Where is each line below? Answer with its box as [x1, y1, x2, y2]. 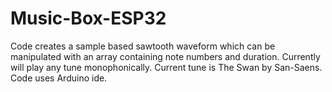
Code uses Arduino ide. [10, 72, 108, 84]
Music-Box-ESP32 [10, 7, 167, 30]
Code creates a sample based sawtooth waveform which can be [10, 40, 276, 52]
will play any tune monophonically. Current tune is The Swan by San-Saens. [10, 61, 323, 73]
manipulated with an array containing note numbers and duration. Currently [10, 50, 321, 62]
